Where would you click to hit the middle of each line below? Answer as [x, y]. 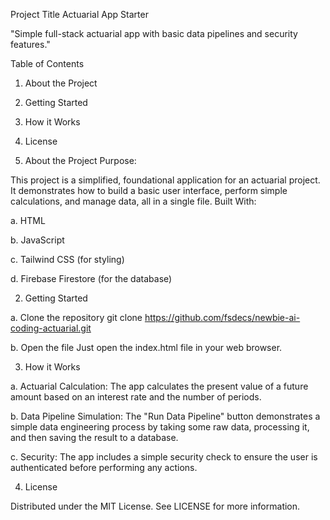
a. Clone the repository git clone [76, 317]
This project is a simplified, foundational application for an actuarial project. [165, 180]
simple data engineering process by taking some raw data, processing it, [160, 427]
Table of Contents [47, 63]
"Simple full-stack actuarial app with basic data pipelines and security [154, 33]
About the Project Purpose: [80, 160]
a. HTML [28, 220]
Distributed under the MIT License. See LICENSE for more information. [155, 506]
